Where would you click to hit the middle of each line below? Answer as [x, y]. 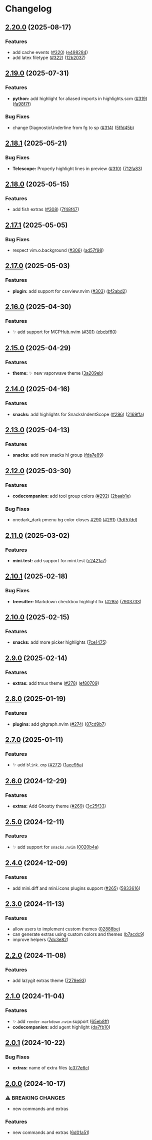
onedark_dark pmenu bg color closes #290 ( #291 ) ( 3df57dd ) [75, 520]
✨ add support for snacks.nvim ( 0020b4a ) [55, 847]
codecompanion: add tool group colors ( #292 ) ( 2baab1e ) [71, 496]
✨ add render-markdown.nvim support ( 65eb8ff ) [61, 1021]
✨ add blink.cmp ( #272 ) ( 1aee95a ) [48, 765]
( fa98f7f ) [22, 104]
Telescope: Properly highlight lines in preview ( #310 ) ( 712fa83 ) [77, 169]
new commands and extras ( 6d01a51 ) [51, 1132]
